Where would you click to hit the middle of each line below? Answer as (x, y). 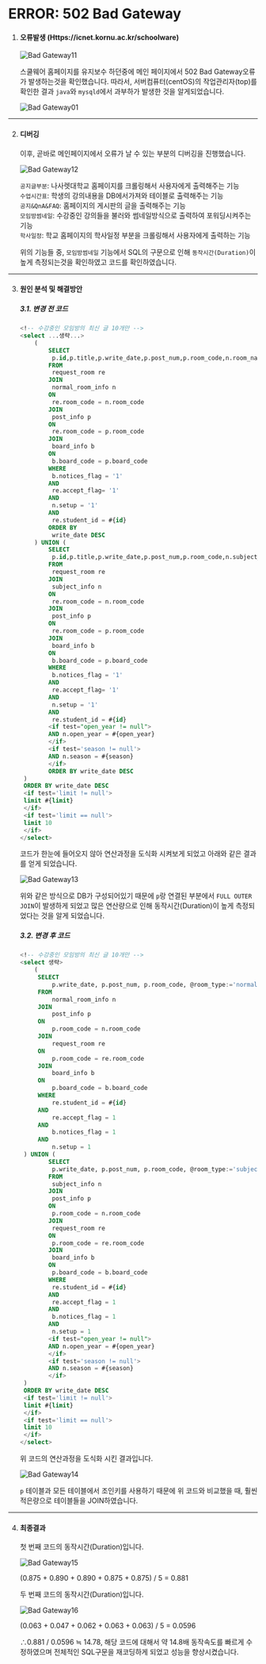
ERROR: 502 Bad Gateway (95, 14)
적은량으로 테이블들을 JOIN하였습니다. (79, 1500)
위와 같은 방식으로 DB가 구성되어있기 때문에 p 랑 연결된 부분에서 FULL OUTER (136, 896)
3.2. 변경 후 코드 (45, 935)
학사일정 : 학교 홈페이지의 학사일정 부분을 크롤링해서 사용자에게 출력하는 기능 (135, 235)
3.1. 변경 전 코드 (44, 308)
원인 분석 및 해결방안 (51, 289)
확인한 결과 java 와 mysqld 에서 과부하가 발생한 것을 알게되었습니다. (122, 91)
